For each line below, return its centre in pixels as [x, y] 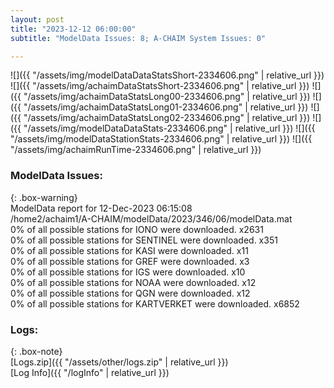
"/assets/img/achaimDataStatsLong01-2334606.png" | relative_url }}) [166, 107]
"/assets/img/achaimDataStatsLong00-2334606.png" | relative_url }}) [167, 97]
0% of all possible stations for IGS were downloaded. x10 [128, 272]
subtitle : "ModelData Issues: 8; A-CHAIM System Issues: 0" [138, 38]
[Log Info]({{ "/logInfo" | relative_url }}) [90, 372]
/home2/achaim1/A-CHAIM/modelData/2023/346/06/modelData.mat [151, 218]
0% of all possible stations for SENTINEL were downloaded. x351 [144, 240]
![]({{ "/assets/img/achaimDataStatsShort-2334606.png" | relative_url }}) [160, 86]
